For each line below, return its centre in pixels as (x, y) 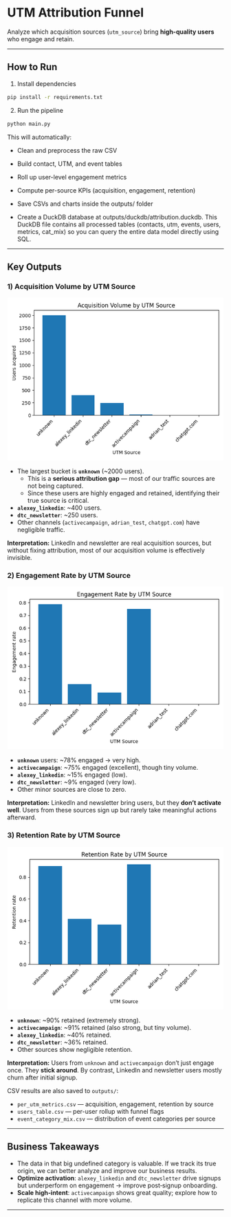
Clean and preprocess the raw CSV (67, 150)
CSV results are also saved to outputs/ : (63, 1090)
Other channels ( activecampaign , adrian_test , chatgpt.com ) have (108, 523)
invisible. (20, 558)
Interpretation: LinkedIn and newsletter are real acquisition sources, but (109, 543)
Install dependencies (47, 83)
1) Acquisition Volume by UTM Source (71, 286)
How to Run (32, 67)
